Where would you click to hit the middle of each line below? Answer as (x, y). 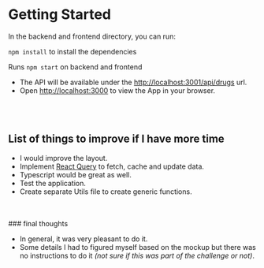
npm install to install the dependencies (73, 51)
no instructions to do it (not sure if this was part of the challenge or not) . (137, 255)
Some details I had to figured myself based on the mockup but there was (138, 247)
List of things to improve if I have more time (116, 139)
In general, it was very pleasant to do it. (84, 239)
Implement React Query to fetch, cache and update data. (112, 166)
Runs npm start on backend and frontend (75, 67)
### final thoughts (38, 223)
